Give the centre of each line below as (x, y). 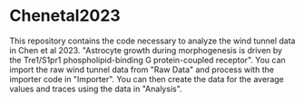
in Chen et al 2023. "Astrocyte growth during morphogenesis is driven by (146, 50)
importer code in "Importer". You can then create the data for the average (147, 79)
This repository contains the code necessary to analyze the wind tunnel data (152, 41)
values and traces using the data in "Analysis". (96, 89)
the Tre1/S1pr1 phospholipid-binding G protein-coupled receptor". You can (147, 60)
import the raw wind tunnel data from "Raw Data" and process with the (142, 70)
